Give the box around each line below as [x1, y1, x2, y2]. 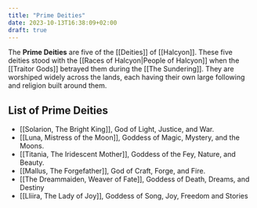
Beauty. [19, 158, 45, 167]
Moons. [19, 141, 45, 151]
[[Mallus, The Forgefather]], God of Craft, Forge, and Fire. [19, 166, 206, 176]
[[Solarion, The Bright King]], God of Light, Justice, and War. [19, 125, 215, 134]
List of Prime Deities [8, 104, 108, 117]
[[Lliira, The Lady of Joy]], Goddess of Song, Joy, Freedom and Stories [19, 192, 248, 201]
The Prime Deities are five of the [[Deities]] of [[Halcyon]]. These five [8, 48, 233, 57]
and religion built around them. [8, 81, 107, 90]
